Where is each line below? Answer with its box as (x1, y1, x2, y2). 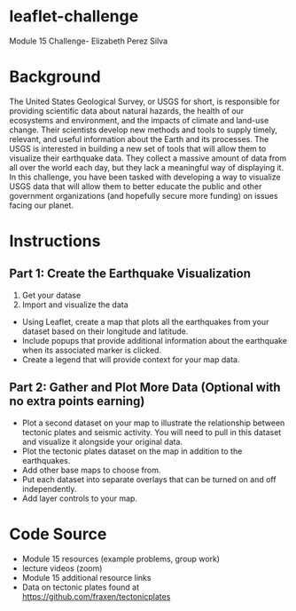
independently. (21, 483, 77, 494)
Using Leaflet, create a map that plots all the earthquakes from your (21, 316, 269, 327)
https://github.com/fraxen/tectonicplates (21, 591, 171, 601)
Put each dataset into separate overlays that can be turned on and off (21, 473, 277, 485)
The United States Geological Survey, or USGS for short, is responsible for (9, 96, 281, 107)
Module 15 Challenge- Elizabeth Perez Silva (9, 36, 168, 46)
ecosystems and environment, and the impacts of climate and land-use (9, 115, 269, 125)
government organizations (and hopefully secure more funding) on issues (9, 190, 278, 201)
